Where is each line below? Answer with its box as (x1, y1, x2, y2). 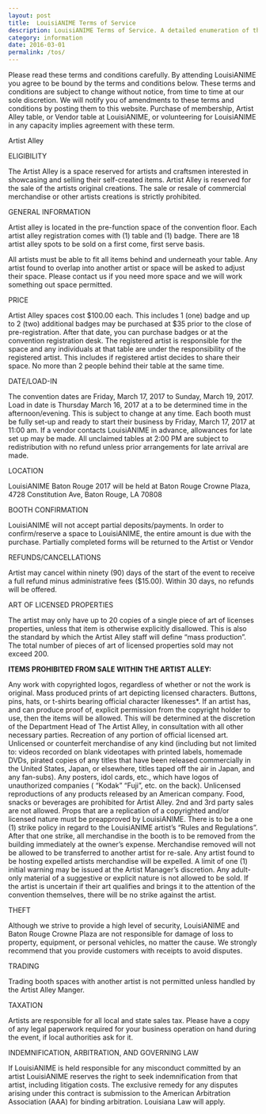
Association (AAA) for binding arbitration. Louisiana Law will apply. (8, 1097, 226, 1106)
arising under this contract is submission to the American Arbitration (8, 1089, 231, 1097)
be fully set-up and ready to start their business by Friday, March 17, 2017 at (8, 417, 256, 426)
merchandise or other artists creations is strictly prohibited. (8, 192, 202, 201)
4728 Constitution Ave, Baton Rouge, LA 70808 (8, 490, 162, 499)
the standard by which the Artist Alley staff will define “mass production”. (8, 633, 247, 641)
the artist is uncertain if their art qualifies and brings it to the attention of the (8, 882, 256, 891)
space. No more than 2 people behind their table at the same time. (8, 361, 225, 371)
